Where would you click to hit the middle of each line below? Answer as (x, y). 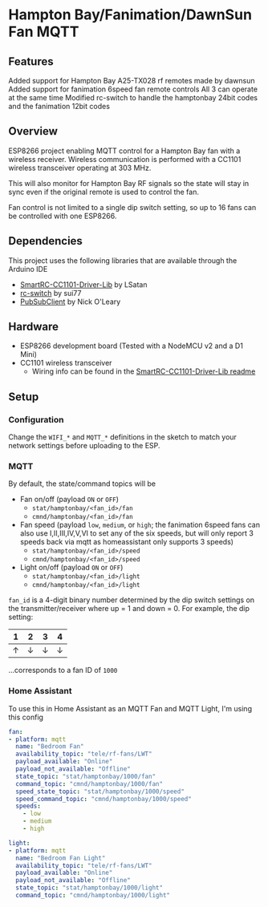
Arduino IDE (28, 269)
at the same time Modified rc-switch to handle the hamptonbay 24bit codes (133, 97)
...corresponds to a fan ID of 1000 (63, 670)
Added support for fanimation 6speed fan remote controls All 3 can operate (133, 89)
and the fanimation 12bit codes (59, 106)
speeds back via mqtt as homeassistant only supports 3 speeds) (127, 542)
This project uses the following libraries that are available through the (123, 260)
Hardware (33, 327)
